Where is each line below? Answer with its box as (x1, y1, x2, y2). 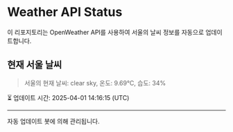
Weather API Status (7, 4, 123, 20)
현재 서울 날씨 (7, 59, 62, 71)
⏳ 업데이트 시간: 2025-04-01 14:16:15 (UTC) (7, 93, 130, 101)
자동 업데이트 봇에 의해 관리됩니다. (7, 117, 100, 125)
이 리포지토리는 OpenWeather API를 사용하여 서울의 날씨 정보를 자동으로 (7, 28, 205, 36)
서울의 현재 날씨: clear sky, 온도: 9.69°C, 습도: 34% (24, 79, 166, 87)
